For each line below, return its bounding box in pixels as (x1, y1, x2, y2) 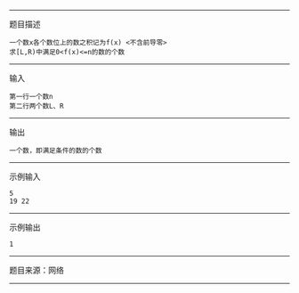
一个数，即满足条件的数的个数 (9, 146, 102, 155)
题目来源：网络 (9, 265, 64, 275)
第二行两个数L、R (9, 102, 64, 110)
